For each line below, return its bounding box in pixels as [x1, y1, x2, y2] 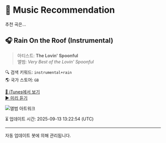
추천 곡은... [5, 21, 26, 27]
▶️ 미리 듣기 [5, 95, 28, 101]
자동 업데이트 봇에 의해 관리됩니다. [5, 132, 71, 138]
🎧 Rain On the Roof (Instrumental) [5, 36, 114, 45]
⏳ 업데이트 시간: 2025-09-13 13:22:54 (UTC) [5, 115, 94, 122]
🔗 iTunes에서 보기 [5, 88, 41, 95]
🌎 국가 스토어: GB [5, 77, 39, 83]
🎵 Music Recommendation [5, 4, 115, 16]
